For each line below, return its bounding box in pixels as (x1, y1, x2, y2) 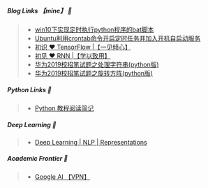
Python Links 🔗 (7, 85, 52, 94)
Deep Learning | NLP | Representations (34, 138, 148, 146)
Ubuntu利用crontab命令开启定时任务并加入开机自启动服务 (34, 34, 201, 42)
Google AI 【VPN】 (34, 172, 91, 181)
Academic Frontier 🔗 (7, 154, 68, 162)
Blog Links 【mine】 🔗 (7, 6, 72, 15)
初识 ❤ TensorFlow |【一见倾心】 (34, 43, 131, 51)
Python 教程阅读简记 (34, 103, 94, 112)
